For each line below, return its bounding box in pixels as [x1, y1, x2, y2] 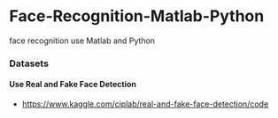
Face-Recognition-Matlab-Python [9, 6, 265, 26]
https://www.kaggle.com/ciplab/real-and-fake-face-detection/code [21, 99, 269, 109]
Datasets [9, 57, 49, 70]
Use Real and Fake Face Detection [9, 79, 137, 90]
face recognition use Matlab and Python [9, 35, 156, 46]
